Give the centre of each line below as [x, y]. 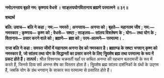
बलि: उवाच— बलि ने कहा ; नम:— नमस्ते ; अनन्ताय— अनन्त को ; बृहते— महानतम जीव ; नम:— [80, 27]
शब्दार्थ [10, 17]
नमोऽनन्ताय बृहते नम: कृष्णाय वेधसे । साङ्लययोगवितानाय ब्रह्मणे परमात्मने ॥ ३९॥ [67, 8]
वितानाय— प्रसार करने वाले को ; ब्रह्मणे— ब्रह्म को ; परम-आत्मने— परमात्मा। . [65, 38]
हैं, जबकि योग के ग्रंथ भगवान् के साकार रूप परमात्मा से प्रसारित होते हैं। [59, 70]
